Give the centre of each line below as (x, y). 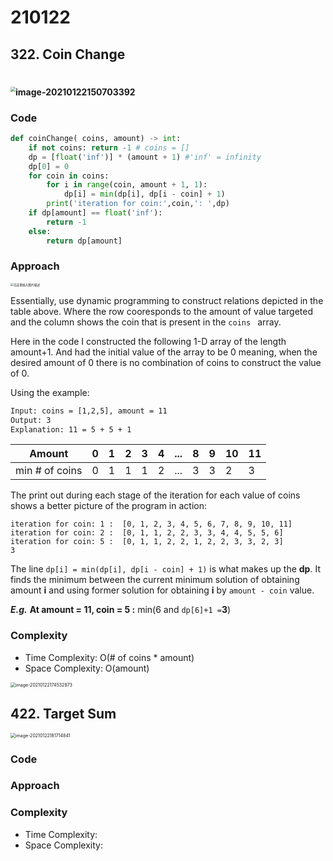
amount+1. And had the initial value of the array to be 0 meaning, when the (164, 352)
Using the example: (50, 392)
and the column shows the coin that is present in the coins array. (146, 322)
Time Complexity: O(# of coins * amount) (109, 657)
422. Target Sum (63, 714)
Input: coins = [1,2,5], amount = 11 (89, 411)
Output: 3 (31, 420)
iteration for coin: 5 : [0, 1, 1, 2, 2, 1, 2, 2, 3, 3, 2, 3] (147, 542)
